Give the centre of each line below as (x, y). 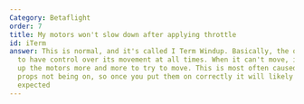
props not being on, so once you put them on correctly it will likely (156, 77)
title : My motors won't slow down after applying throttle (123, 34)
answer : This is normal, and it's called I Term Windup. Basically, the (149, 52)
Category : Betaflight (50, 18)
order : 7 (26, 26)
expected (34, 85)
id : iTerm (28, 43)
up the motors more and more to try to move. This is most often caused (157, 69)
